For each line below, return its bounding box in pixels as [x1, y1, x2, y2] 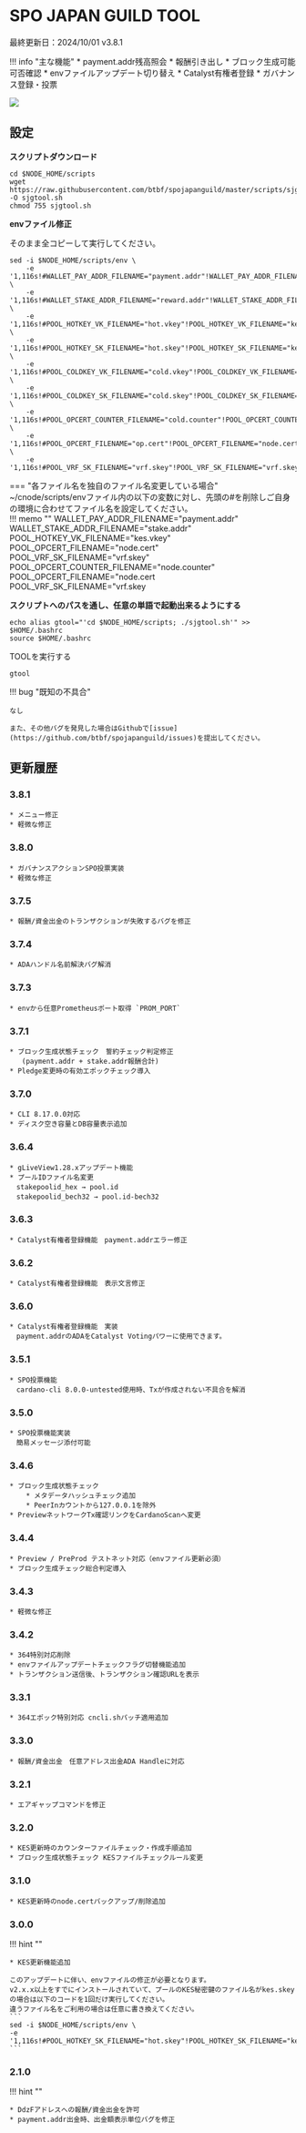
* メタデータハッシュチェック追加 [25, 1491, 137, 1501]
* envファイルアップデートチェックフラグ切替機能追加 [9, 1660, 187, 1669]
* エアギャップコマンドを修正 [9, 1801, 107, 1810]
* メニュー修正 [9, 811, 59, 820]
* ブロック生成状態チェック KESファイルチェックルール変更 [9, 1853, 203, 1863]
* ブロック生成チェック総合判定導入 [9, 1564, 127, 1573]
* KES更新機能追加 [9, 1957, 71, 1967]
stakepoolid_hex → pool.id [15, 1182, 118, 1191]
